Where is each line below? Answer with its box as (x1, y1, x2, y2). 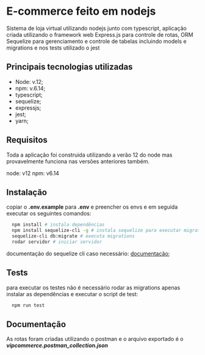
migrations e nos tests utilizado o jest (6, 44, 100, 51)
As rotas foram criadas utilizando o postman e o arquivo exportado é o (6, 335, 184, 343)
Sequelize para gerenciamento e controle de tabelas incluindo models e (6, 37, 187, 45)
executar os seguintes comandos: (6, 210, 92, 217)
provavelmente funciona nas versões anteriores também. (6, 157, 150, 165)
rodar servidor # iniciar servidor (12, 239, 103, 245)
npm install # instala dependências (12, 222, 105, 228)
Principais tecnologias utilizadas (6, 62, 133, 72)
